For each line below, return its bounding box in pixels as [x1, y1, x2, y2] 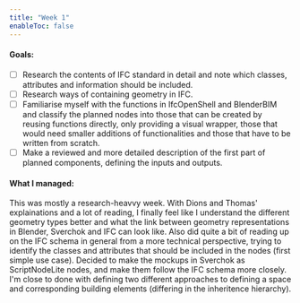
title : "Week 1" [9, 13, 70, 22]
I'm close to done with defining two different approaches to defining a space [9, 274, 292, 285]
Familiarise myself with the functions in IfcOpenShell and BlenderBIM [21, 99, 278, 109]
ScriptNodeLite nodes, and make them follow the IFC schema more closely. [9, 264, 287, 275]
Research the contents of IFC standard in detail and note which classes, [21, 69, 288, 80]
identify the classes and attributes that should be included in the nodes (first [9, 246, 291, 256]
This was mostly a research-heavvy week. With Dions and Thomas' [9, 198, 258, 209]
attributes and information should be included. [21, 79, 193, 90]
